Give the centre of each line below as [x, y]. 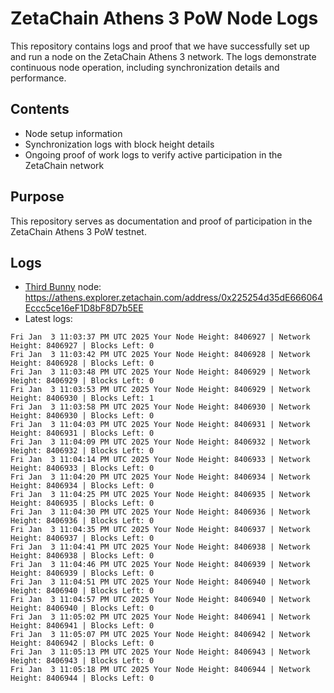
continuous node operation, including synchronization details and [145, 67]
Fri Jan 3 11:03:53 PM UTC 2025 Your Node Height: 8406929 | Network [160, 390]
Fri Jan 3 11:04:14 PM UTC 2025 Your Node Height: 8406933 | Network [160, 460]
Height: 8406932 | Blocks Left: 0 [82, 451]
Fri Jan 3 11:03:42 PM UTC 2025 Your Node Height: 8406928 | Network [160, 355]
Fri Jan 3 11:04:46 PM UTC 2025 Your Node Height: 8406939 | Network [160, 565]
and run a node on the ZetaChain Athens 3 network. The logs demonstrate [163, 56]
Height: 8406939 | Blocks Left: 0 [82, 573]
